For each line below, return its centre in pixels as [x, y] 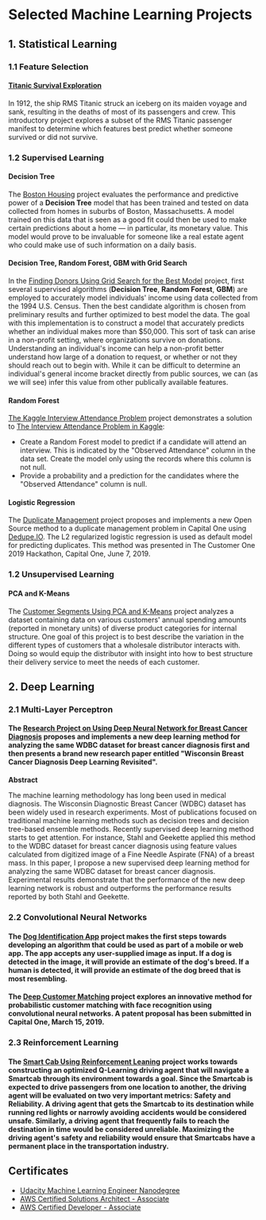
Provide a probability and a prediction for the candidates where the [129, 476]
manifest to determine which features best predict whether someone [120, 128]
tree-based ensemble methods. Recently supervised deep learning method [131, 830]
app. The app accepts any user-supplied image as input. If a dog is [120, 953]
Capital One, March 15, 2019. [56, 1022]
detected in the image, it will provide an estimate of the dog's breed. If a [129, 962]
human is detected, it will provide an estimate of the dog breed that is [125, 970]
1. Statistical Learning [63, 44]
